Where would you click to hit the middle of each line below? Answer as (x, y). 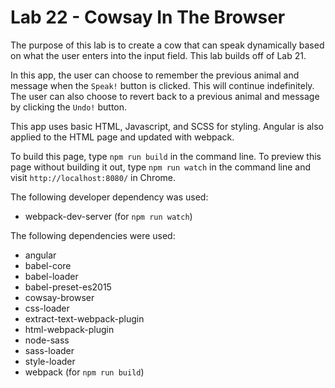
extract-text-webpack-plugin (84, 318)
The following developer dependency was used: (109, 197)
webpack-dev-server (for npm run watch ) (108, 216)
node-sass (47, 340)
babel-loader (51, 276)
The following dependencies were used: (93, 235)
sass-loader (49, 350)
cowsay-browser (59, 297)
